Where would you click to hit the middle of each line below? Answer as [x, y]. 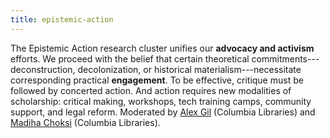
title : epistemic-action [62, 19]
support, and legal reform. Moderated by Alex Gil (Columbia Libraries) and [163, 112]
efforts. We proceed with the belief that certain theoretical [130, 58]
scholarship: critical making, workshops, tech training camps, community [161, 101]
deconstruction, [43, 69]
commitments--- [285, 58]
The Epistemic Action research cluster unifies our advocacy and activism [162, 48]
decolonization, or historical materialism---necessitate [189, 69]
